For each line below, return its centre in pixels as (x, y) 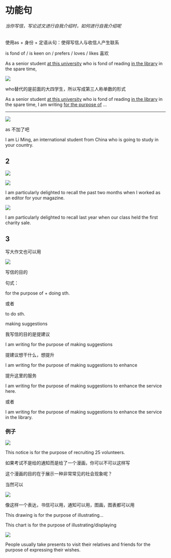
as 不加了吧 (17, 129)
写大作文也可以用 (23, 252)
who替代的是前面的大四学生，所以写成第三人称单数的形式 (66, 89)
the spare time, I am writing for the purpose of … (56, 104)
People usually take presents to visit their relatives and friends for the (78, 544)
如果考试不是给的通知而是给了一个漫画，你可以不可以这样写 (68, 463)
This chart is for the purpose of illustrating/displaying (61, 525)
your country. (19, 145)
